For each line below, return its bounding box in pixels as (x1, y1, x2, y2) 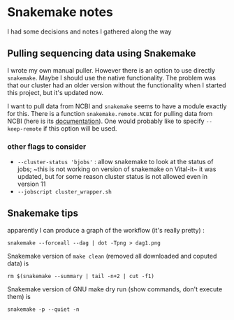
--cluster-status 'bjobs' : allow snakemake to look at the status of (17, 158, 214, 166)
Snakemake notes (7, 4, 113, 20)
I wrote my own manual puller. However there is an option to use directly (7, 66, 215, 74)
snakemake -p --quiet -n (7, 305, 80, 313)
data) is (7, 259, 29, 268)
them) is (7, 292, 31, 300)
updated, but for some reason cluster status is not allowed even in (17, 173, 208, 181)
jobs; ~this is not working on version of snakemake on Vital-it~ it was (17, 165, 217, 173)
